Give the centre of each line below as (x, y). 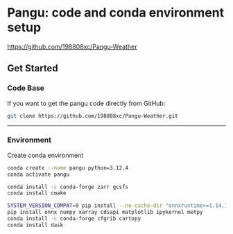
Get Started (33, 68)
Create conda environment (45, 155)
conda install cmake (37, 193)
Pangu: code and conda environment (116, 13)
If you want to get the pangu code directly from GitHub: (86, 103)
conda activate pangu (38, 174)
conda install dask (35, 225)
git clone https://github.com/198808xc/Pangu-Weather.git (93, 116)
